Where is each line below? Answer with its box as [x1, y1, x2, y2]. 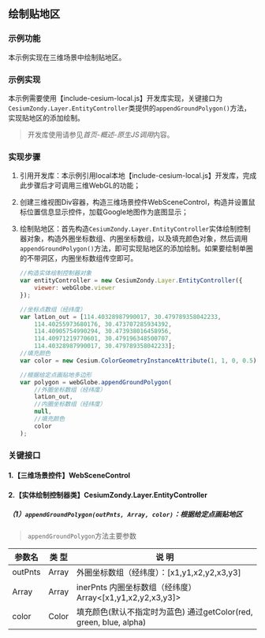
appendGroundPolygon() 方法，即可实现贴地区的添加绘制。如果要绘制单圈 [19, 243, 254, 254]
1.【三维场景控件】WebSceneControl [8, 471, 131, 480]
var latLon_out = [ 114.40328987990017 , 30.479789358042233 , [19, 313, 222, 321]
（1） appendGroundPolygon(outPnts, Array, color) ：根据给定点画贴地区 [8, 510, 243, 519]
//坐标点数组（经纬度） [19, 306, 87, 313]
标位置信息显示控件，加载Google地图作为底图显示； [19, 207, 189, 217]
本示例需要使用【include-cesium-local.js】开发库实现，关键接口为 [8, 93, 223, 102]
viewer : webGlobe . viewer [34, 284, 116, 292]
